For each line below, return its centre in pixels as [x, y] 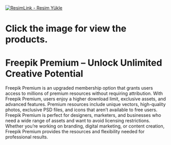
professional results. [27, 137]
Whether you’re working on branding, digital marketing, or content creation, [85, 126]
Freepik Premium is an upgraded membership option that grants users [79, 88]
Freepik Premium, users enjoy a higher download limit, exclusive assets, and [86, 99]
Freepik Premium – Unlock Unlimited [84, 63]
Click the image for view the [66, 29]
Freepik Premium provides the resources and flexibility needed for [75, 132]
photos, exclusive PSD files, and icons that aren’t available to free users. [81, 110]
